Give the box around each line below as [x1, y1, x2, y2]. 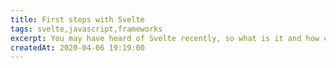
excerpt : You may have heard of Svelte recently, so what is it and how [10, 33, 320, 43]
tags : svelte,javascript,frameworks [10, 24, 163, 34]
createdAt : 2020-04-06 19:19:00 [10, 42, 145, 53]
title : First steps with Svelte [10, 14, 145, 25]
